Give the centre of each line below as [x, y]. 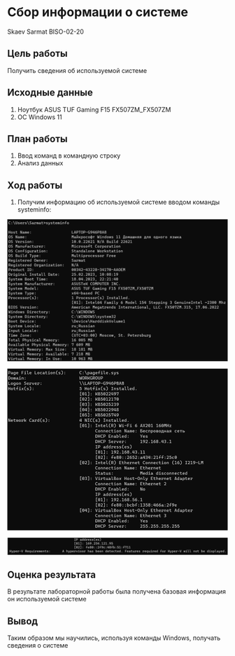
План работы [37, 138]
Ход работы [35, 185]
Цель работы [37, 54]
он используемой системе [47, 599]
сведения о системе [38, 645]
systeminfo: [34, 210]
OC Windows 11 [40, 117]
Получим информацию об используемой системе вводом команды [119, 202]
